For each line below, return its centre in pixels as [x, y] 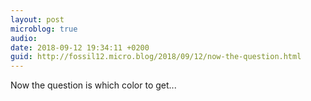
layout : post [37, 19]
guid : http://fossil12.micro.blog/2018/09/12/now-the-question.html [156, 57]
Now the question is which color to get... [93, 85]
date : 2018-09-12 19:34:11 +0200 [80, 47]
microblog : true [44, 29]
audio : [24, 38]
